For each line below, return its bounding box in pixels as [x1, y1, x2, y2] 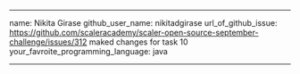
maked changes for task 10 [88, 37, 189, 47]
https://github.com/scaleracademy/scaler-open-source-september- [9, 28, 259, 37]
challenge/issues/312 [9, 37, 87, 47]
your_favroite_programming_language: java [9, 46, 168, 56]
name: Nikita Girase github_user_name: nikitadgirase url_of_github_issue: [9, 18, 278, 28]
